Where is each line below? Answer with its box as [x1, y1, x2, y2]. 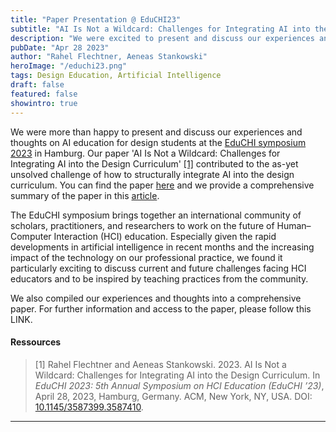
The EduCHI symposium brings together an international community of [10, 209, 302, 221]
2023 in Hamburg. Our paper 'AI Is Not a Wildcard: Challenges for [10, 147, 281, 159]
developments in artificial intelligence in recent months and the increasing [10, 241, 315, 253]
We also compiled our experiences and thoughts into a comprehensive [10, 292, 302, 304]
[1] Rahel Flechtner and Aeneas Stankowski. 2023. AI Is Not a [34, 358, 287, 370]
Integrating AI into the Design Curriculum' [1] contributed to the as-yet [10, 157, 299, 170]
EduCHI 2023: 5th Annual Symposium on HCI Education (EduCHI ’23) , [34, 379, 325, 391]
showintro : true [10, 98, 78, 108]
